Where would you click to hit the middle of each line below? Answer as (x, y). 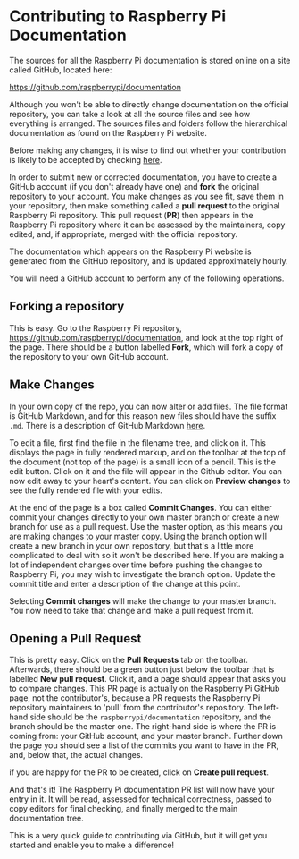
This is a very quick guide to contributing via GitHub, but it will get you (138, 836)
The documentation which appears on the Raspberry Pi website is (130, 251)
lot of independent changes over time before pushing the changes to (136, 565)
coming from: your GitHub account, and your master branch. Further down (146, 736)
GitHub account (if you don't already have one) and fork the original (134, 186)
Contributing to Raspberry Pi (117, 17)
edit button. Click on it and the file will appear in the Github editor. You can (146, 471)
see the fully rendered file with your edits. (86, 490)
